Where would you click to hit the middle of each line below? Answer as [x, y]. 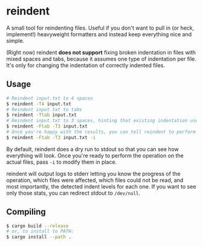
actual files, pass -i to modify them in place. [62, 162]
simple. [15, 40]
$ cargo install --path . [39, 237]
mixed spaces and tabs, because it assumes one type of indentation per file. [101, 59]
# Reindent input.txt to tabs [44, 109]
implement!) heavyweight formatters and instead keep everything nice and [99, 34]
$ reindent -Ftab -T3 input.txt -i [51, 137]
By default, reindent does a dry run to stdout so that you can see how [93, 149]
